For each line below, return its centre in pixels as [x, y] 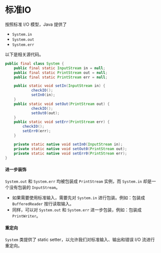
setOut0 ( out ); [45, 113]
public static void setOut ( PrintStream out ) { [62, 104]
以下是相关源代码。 [24, 54]
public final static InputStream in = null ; [60, 68]
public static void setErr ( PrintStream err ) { [62, 122]
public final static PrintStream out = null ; [61, 73]
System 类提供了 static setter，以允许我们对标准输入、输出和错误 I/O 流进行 [80, 239]
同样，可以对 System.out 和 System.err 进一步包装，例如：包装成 [77, 210]
